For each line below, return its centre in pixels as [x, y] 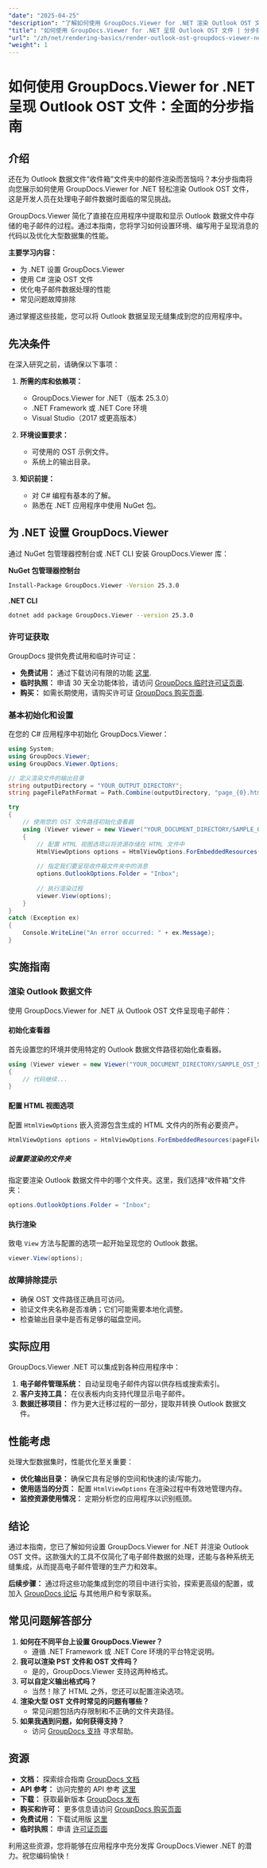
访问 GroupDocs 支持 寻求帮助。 [85, 1730]
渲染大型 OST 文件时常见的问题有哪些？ [84, 1701]
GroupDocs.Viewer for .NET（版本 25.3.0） [102, 397]
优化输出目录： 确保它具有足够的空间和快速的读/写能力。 [112, 1479]
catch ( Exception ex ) [44, 918]
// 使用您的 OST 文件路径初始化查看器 [78, 822]
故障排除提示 [33, 1281]
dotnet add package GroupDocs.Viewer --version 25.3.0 [101, 615]
